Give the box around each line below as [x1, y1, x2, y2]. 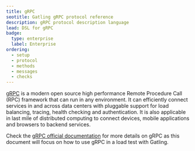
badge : [6, 30, 22, 36]
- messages [11, 68, 38, 74]
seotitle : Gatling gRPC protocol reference [6, 14, 114, 20]
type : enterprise [11, 36, 54, 42]
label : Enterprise [11, 42, 57, 47]
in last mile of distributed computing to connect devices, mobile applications [6, 115, 190, 122]
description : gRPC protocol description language [6, 19, 130, 25]
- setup [11, 52, 30, 58]
